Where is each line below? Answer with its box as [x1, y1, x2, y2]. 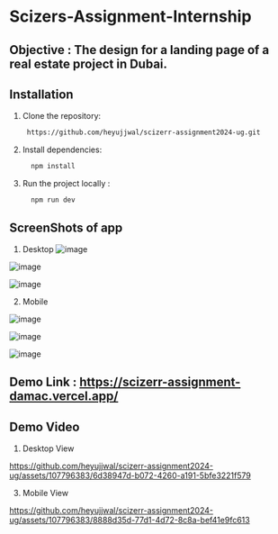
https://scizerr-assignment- [79, 375, 241, 390]
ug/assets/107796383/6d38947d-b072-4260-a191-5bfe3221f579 [9, 470, 252, 481]
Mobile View [22, 488, 69, 499]
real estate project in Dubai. [9, 56, 168, 71]
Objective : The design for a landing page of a [9, 42, 270, 58]
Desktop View [22, 443, 75, 454]
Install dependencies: [22, 144, 103, 155]
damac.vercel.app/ [9, 389, 119, 404]
